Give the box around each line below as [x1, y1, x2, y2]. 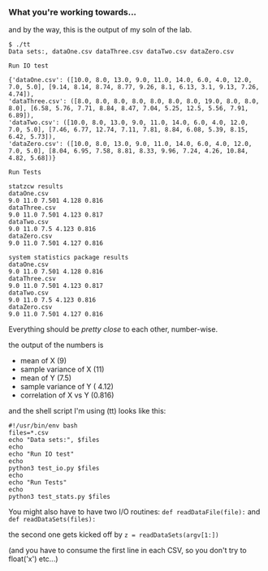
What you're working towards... [8, 6, 136, 18]
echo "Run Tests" [8, 479, 67, 487]
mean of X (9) [19, 356, 67, 366]
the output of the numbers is [8, 340, 104, 350]
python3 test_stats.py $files [8, 493, 111, 501]
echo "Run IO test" [8, 450, 75, 458]
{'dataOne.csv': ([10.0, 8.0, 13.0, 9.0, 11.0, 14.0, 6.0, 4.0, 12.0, [8, 76, 253, 84]
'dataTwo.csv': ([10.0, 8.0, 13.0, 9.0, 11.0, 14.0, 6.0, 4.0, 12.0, [8, 118, 249, 127]
